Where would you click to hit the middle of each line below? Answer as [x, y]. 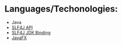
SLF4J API [22, 27]
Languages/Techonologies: [61, 9]
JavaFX [19, 38]
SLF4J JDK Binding [31, 32]
